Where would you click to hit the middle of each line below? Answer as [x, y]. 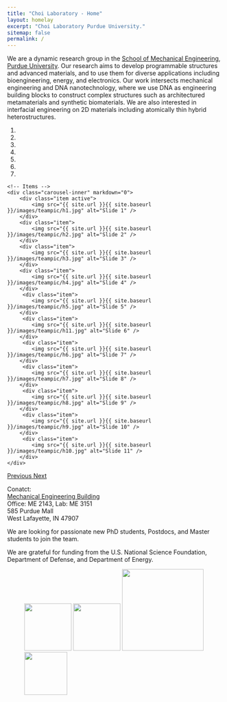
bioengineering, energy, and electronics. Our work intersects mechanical [110, 80]
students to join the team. [43, 539]
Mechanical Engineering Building [53, 497]
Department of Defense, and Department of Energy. [80, 560]
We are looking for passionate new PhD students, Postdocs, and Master [109, 532]
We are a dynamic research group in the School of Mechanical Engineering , [114, 58]
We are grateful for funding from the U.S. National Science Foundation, [107, 552]
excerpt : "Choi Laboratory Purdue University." [76, 26]
